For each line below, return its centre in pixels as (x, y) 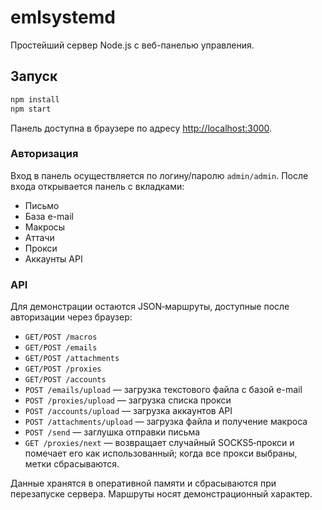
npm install (35, 99)
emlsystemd (63, 17)
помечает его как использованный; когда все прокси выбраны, (161, 453)
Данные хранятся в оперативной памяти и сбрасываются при (143, 483)
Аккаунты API (53, 258)
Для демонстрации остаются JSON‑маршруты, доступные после (150, 307)
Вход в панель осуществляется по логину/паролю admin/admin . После (159, 175)
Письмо (42, 205)
